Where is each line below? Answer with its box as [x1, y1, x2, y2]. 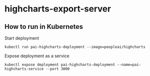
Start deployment [4, 35, 39, 41]
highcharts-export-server [4, 3, 111, 14]
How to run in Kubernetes [4, 23, 83, 31]
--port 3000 [45, 66, 70, 71]
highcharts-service [4, 66, 44, 71]
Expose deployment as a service [4, 53, 70, 59]
